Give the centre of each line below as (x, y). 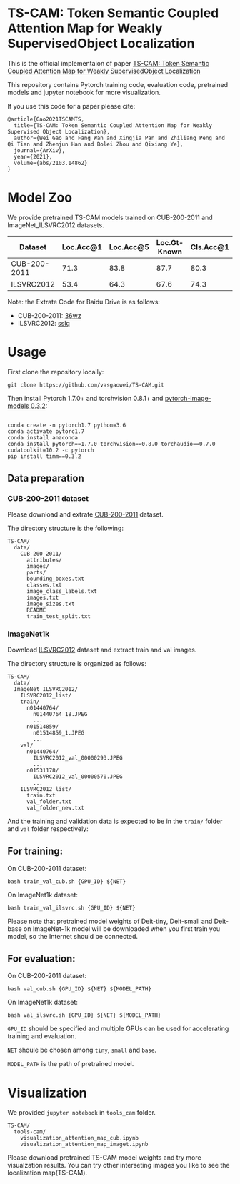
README (36, 610)
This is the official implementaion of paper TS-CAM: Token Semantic (108, 63)
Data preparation (46, 478)
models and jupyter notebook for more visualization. (84, 92)
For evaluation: (42, 959)
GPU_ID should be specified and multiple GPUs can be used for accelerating (118, 1029)
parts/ (36, 572)
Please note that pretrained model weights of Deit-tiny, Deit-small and (110, 921)
